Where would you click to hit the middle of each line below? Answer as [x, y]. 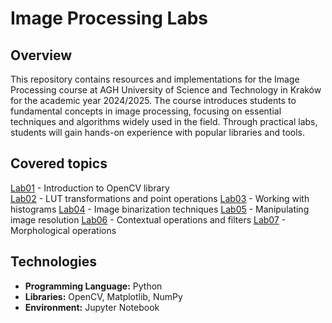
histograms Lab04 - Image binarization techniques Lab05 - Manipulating [160, 209]
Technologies [54, 262]
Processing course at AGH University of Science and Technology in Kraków [166, 90]
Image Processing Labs [109, 18]
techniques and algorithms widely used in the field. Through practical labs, [164, 121]
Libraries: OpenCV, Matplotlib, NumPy [103, 296]
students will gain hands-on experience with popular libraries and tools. [157, 132]
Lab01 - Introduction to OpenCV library [90, 188]
